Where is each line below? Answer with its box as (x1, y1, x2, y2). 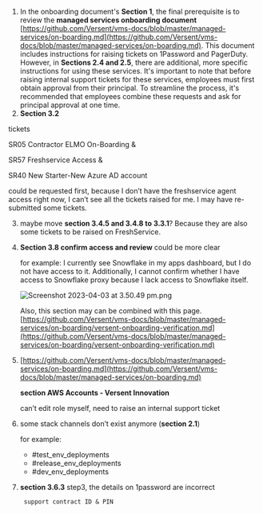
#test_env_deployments (31, 450, 110, 459)
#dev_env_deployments (31, 467, 110, 476)
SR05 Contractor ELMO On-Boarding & (8, 140, 137, 149)
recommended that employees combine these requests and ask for (19, 92, 241, 101)
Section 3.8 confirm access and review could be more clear (19, 243, 221, 252)
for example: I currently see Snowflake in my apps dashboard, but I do (19, 258, 252, 267)
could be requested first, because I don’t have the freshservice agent (8, 186, 237, 195)
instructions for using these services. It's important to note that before (19, 66, 252, 75)
